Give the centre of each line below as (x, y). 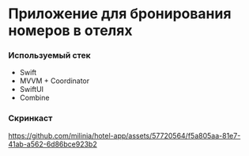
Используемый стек (49, 55)
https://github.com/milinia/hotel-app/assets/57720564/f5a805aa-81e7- (124, 135)
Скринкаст (30, 118)
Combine (34, 98)
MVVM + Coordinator (55, 81)
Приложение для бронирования (120, 14)
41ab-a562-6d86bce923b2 (53, 144)
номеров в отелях (70, 30)
